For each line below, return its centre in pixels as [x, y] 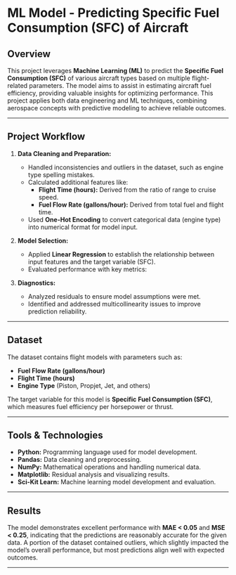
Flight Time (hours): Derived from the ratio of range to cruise [127, 189]
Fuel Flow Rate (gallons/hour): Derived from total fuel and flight [131, 205]
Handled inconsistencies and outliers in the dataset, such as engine [125, 167]
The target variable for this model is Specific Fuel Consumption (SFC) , [110, 399]
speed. [48, 197]
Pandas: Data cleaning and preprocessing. [79, 460]
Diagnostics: [37, 283]
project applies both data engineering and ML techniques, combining [107, 101]
